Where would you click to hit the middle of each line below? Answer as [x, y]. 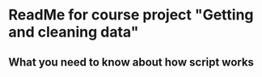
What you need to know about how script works [131, 62]
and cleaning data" [74, 32]
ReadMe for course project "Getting [131, 15]
